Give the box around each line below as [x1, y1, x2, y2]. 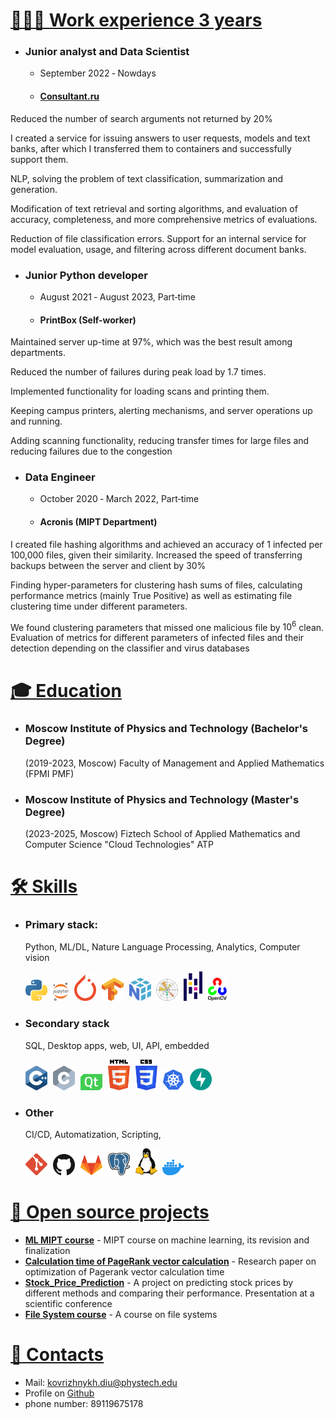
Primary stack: [24, 918, 98, 932]
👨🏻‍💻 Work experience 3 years [10, 9, 263, 32]
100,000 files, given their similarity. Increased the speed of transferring [10, 549, 303, 561]
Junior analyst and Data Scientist [24, 45, 190, 59]
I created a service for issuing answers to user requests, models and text [10, 132, 311, 144]
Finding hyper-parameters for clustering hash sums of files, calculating [10, 579, 303, 591]
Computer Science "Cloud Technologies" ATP [24, 839, 214, 851]
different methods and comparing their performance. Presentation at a [24, 1287, 315, 1299]
